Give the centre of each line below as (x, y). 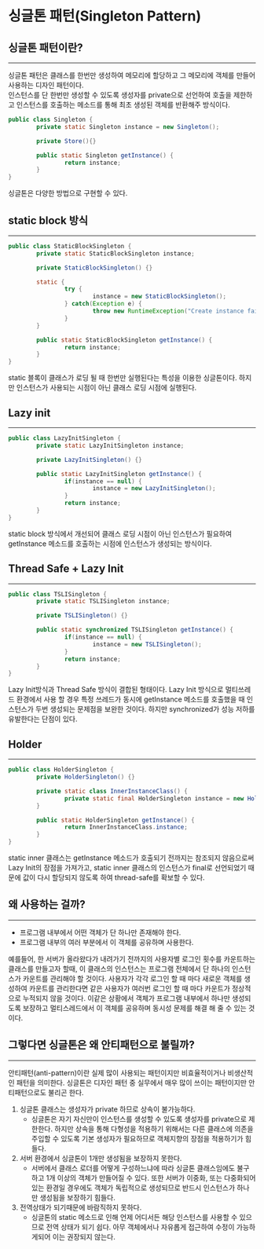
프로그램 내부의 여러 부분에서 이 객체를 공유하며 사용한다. (106, 942)
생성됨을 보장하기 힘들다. (77, 1197)
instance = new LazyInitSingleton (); (154, 489)
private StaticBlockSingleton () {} (95, 268)
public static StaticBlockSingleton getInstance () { (125, 340)
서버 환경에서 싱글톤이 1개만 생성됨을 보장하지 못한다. (101, 1158)
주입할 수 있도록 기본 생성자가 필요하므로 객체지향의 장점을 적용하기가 (137, 1138)
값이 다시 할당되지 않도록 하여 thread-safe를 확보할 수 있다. (114, 877)
